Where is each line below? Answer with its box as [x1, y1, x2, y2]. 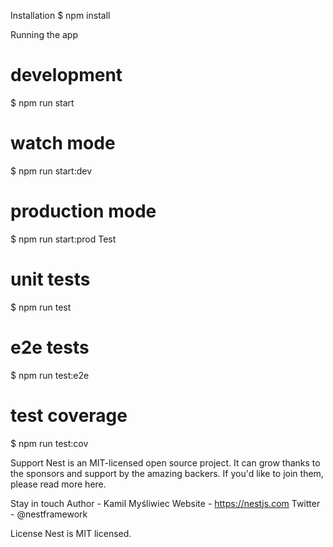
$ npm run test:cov [10, 437, 89, 449]
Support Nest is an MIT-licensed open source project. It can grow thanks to [10, 456, 321, 469]
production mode [10, 200, 157, 223]
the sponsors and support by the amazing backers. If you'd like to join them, [10, 467, 324, 479]
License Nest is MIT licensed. [10, 527, 132, 539]
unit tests [10, 268, 91, 290]
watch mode [10, 132, 116, 155]
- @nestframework [10, 508, 88, 520]
